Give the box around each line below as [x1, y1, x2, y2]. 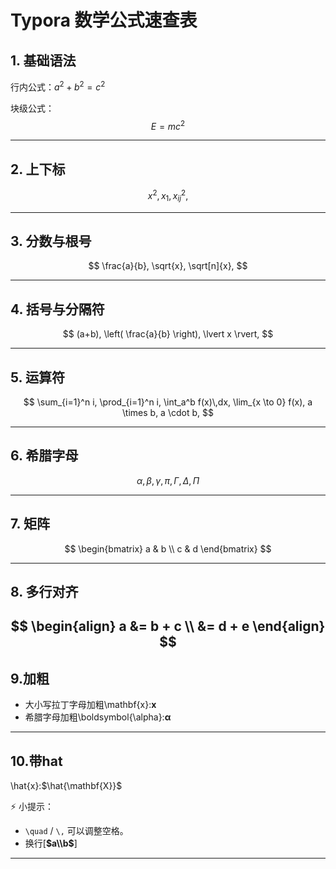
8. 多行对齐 [10, 584, 79, 601]
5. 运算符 [10, 369, 65, 386]
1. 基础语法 [10, 52, 77, 69]
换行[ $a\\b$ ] [24, 837, 78, 850]
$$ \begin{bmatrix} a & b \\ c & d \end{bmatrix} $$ [64, 542, 272, 555]
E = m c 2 [150, 118, 186, 132]
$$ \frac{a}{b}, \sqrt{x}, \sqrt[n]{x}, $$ [88, 260, 248, 272]
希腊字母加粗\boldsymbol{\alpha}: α [24, 711, 172, 723]
